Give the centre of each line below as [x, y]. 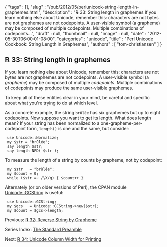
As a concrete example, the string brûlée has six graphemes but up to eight [83, 112]
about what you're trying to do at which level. [52, 103]
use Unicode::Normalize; [33, 137]
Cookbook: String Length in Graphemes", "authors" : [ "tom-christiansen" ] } [83, 44]
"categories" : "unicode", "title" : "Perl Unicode [105, 39]
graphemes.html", [23, 12]
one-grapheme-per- [121, 123]
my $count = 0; [23, 173]
